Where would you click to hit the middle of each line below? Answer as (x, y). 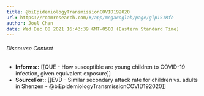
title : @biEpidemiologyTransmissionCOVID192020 (68, 12)
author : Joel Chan (30, 23)
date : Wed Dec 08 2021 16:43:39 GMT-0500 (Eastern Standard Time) (93, 29)
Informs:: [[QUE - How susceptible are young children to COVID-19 (100, 67)
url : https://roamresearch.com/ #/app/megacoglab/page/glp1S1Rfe (90, 18)
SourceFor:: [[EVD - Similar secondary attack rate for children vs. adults (106, 80)
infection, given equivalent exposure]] (63, 74)
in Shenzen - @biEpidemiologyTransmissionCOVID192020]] (91, 86)
